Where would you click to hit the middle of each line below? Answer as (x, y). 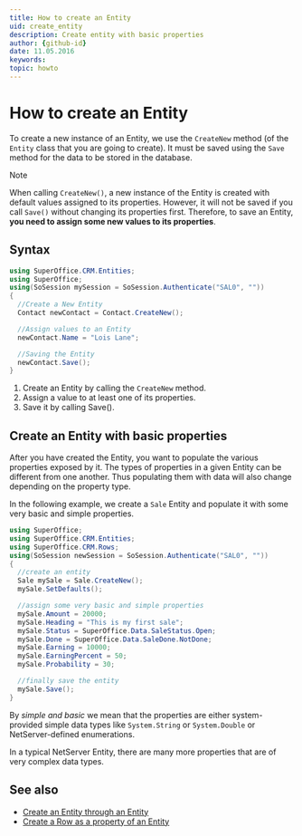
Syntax (30, 250)
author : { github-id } (48, 43)
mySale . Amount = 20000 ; (62, 614)
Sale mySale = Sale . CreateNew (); (80, 581)
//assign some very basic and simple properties (111, 606)
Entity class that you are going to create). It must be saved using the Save (147, 148)
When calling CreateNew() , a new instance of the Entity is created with (139, 192)
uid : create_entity (46, 26)
